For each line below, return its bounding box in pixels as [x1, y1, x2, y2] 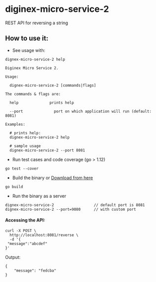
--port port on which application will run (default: [9, 109, 152, 114]
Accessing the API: [5, 217, 46, 223]
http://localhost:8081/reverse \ [9, 233, 79, 237]
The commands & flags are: [5, 92, 61, 96]
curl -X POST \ [5, 228, 37, 233]
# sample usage [9, 143, 41, 148]
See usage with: [12, 47, 46, 53]
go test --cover [5, 166, 39, 171]
